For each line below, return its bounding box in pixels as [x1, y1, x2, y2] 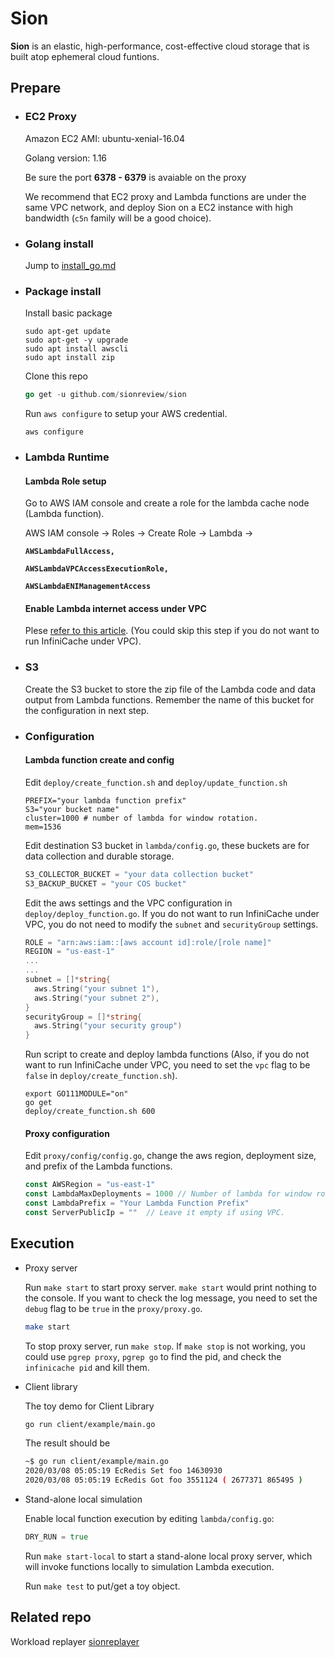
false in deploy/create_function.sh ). [24, 1070, 178, 1082]
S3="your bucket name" [24, 804, 120, 814]
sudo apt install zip [24, 353, 115, 363]
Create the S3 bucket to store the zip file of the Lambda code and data [24, 683, 317, 695]
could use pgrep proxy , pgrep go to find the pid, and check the [24, 1350, 282, 1362]
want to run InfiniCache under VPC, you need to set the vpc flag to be [24, 1059, 311, 1071]
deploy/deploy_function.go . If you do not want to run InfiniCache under [24, 907, 320, 919]
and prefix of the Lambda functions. [24, 1160, 173, 1172]
